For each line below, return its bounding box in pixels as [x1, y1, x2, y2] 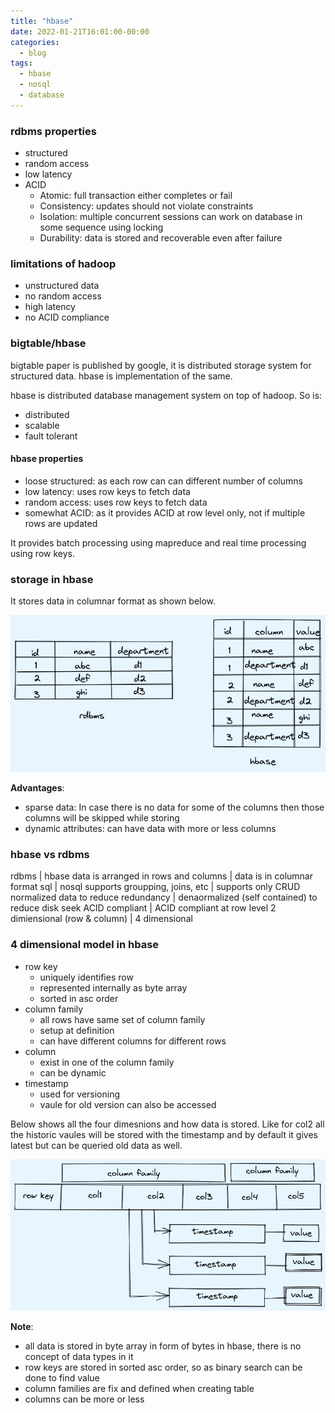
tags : [10, 58, 33, 69]
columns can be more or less [24, 1393, 145, 1405]
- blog [19, 48, 47, 58]
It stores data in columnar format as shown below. [10, 595, 217, 607]
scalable [24, 419, 60, 431]
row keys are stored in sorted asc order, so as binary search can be [24, 1361, 303, 1373]
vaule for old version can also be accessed [39, 1098, 217, 1110]
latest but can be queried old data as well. [10, 1139, 183, 1151]
